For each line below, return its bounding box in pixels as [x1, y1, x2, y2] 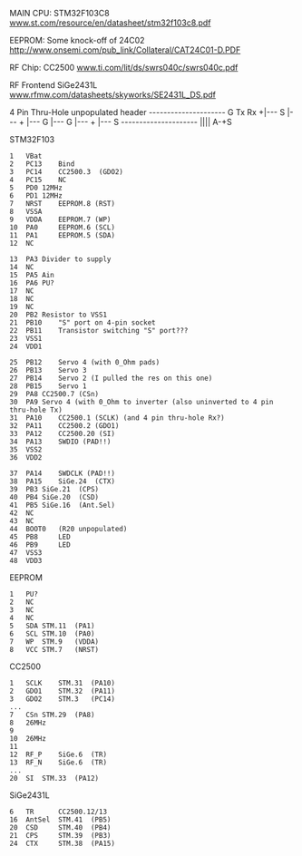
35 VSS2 [9, 445, 43, 454]
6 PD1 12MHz [9, 191, 63, 200]
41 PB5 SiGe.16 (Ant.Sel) [9, 501, 116, 510]
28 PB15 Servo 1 [9, 382, 88, 391]
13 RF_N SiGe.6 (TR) [9, 758, 107, 767]
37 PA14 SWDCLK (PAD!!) [9, 469, 116, 478]
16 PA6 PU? [9, 278, 54, 287]
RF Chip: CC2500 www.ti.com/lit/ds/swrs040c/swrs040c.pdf [9, 63, 239, 73]
